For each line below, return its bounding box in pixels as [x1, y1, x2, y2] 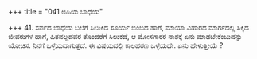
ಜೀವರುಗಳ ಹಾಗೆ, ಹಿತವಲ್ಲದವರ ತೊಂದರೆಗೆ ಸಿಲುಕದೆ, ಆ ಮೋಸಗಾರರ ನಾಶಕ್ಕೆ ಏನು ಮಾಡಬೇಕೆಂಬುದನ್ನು [8, 32, 243, 41]
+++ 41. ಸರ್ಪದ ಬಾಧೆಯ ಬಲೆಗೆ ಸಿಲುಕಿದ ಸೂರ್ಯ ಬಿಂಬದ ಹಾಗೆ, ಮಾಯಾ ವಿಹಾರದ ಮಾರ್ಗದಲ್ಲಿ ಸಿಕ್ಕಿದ [8, 23, 249, 32]
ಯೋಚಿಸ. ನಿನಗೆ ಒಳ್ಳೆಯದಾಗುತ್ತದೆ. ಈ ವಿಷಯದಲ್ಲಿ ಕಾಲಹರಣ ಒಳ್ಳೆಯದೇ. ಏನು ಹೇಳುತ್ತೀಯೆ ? [8, 41, 224, 50]
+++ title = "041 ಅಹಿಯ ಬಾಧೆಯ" [8, 7, 103, 16]
